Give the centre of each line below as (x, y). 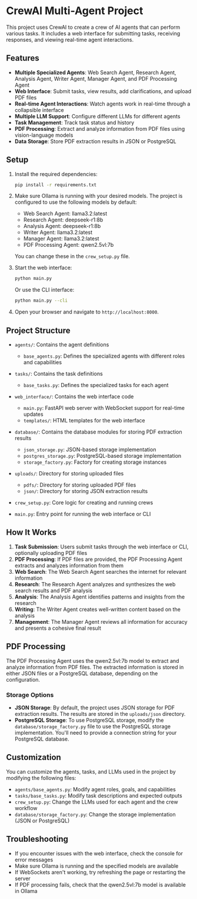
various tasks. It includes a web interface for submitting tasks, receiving (93, 33)
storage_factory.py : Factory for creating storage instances (95, 462)
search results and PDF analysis (54, 590)
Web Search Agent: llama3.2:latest (65, 214)
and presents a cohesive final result (58, 628)
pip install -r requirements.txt (56, 185)
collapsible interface (39, 110)
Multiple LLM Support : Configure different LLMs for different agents (97, 116)
